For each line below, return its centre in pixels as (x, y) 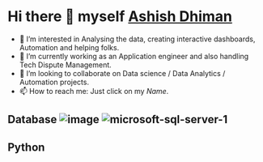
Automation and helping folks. (69, 47)
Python (26, 147)
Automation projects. (54, 82)
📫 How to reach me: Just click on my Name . (94, 91)
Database (32, 119)
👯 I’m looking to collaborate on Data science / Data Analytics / (122, 73)
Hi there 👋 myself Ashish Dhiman (120, 17)
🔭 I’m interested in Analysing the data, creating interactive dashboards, (137, 39)
